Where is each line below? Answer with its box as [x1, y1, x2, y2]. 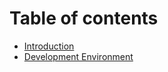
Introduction [23, 40, 75, 52]
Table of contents [9, 7, 159, 30]
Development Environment [23, 50, 134, 62]
